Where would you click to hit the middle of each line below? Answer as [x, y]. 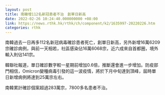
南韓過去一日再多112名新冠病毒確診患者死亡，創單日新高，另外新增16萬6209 [83, 43]
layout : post [18, 10]
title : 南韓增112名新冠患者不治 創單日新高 [46, 14]
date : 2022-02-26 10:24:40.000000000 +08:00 [51, 19]
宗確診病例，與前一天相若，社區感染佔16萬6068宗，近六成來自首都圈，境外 [82, 48]
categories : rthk [23, 28]
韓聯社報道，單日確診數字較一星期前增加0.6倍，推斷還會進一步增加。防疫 [80, 65]
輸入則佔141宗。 [21, 55]
